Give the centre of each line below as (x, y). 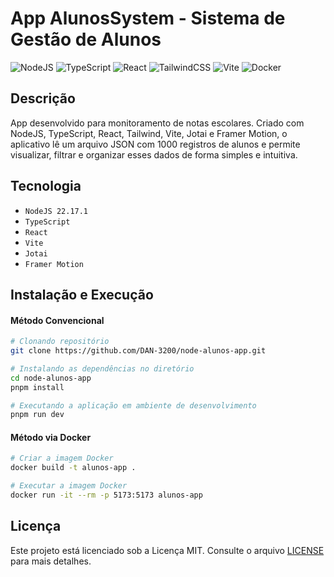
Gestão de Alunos (86, 39)
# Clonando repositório (60, 342)
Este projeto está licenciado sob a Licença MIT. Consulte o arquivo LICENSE (167, 550)
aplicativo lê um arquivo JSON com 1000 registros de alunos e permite (155, 144)
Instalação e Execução (82, 294)
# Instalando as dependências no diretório (102, 368)
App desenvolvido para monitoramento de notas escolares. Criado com (157, 123)
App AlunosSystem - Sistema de (148, 18)
